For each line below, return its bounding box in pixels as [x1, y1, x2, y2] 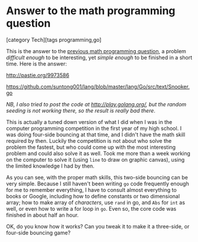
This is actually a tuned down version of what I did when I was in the [6, 118, 173, 125]
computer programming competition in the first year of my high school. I [6, 125, 182, 132]
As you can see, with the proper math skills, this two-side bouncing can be [6, 174, 188, 181]
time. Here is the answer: [6, 60, 67, 67]
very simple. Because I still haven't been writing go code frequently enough [6, 180, 189, 187]
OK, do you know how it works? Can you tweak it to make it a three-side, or [6, 223, 190, 230]
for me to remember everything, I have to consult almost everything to [6, 186, 177, 193]
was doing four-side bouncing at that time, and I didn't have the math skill [6, 131, 186, 138]
